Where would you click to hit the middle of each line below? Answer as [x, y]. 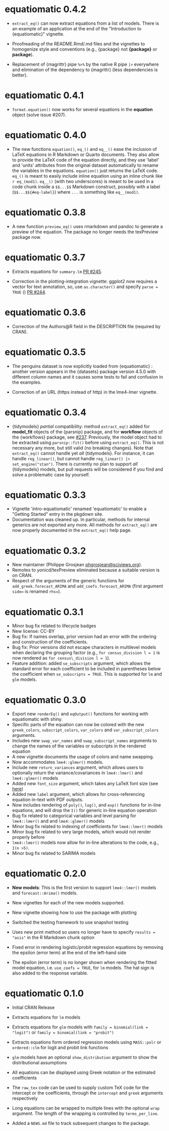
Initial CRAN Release [33, 1007]
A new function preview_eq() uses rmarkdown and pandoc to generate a [88, 226]
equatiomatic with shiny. [37, 719]
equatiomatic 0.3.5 [45, 352]
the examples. [26, 382]
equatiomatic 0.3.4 [46, 412]
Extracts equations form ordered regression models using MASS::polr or [87, 1042]
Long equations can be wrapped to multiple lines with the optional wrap [86, 1108]
